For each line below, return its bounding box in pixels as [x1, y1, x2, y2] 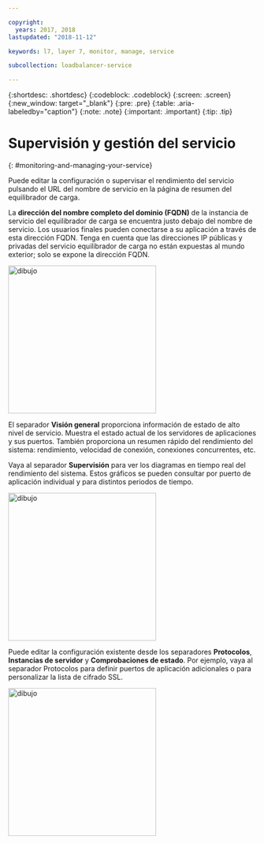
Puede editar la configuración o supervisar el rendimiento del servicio [8, 176, 235, 185]
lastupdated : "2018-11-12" [8, 33, 97, 41]
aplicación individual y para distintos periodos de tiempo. [8, 477, 194, 487]
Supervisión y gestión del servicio [8, 135, 236, 152]
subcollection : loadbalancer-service [8, 62, 132, 69]
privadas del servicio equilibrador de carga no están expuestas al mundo [8, 241, 245, 251]
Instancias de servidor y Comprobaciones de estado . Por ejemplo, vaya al [8, 655, 254, 665]
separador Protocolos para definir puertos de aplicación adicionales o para [8, 664, 252, 674]
